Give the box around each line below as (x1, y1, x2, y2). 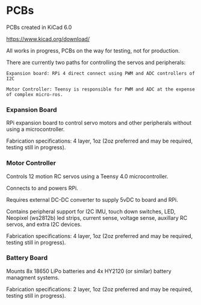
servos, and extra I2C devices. (6, 220, 82, 228)
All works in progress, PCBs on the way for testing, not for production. (6, 47, 181, 54)
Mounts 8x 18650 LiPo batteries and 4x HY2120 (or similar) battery (6, 267, 172, 275)
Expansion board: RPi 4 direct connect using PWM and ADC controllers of (6, 70, 196, 76)
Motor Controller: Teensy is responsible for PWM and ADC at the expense (6, 86, 196, 92)
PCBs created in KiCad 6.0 (6, 24, 72, 31)
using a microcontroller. (6, 126, 65, 133)
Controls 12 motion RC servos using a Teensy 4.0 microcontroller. (6, 173, 169, 180)
